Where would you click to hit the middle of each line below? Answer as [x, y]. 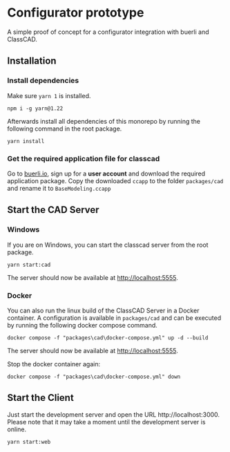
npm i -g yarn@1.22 [35, 109]
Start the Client [40, 398]
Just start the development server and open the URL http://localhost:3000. [113, 414]
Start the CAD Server [53, 210]
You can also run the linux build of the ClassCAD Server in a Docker [103, 310]
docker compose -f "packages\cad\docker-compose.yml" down [94, 377]
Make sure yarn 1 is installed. [49, 95]
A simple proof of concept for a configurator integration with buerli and [108, 32]
